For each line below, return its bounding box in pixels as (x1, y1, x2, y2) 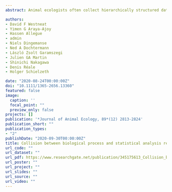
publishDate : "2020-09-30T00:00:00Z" (5, 136, 86, 141)
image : (5, 93, 19, 98)
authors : (5, 16, 24, 22)
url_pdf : (5, 155, 24, 160)
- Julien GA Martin (5, 55, 47, 60)
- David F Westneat (5, 22, 47, 27)
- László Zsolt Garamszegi (5, 50, 63, 55)
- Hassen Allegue (5, 31, 42, 36)
